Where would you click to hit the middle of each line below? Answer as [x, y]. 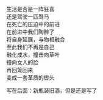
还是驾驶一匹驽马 [28, 16]
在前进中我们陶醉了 [30, 32]
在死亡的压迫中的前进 [33, 24]
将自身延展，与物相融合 [36, 39]
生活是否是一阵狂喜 [30, 9]
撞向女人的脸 [22, 62]
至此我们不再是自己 [30, 47]
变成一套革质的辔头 [30, 77]
